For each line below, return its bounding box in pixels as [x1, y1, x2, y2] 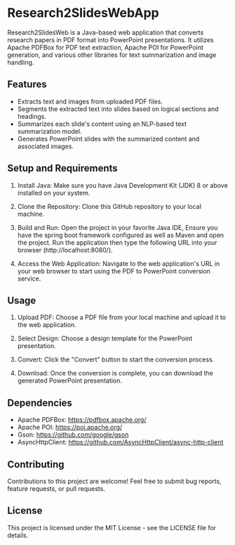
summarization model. [17, 127, 82, 135]
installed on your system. [17, 188, 90, 197]
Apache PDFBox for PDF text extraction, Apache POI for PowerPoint [7, 43, 203, 51]
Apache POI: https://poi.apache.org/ [17, 423, 123, 432]
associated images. [17, 142, 74, 150]
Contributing [7, 459, 65, 470]
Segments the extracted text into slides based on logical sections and [17, 104, 219, 113]
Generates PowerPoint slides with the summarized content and [17, 134, 200, 143]
